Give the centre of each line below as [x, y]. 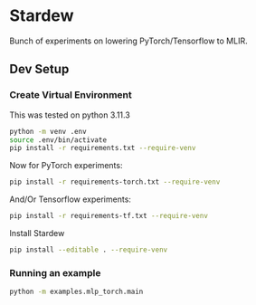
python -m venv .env [48, 131]
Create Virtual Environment [71, 95]
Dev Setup [39, 69]
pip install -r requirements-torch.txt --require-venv [115, 182]
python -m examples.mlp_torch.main [76, 292]
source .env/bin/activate [58, 140]
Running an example [55, 272]
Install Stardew [37, 233]
